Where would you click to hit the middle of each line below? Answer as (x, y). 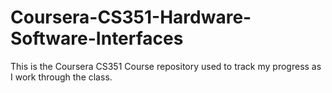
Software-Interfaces (97, 38)
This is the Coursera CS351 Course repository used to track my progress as (166, 66)
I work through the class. (61, 77)
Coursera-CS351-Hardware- (131, 17)
